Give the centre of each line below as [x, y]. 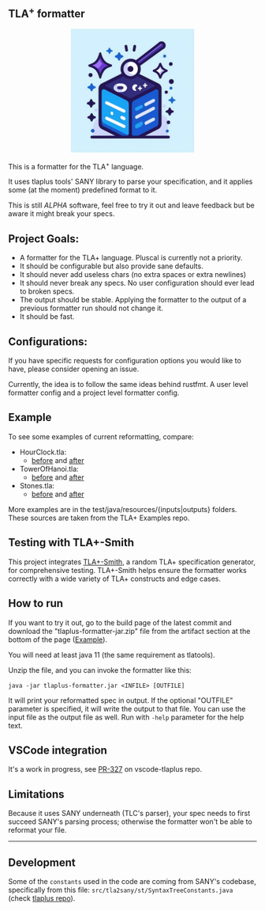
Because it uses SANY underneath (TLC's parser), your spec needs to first [129, 814]
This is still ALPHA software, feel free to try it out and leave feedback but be [131, 205]
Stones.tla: [37, 485]
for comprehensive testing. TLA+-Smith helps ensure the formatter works [127, 570]
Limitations [36, 794]
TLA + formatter [47, 13]
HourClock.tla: [43, 452]
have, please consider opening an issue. [74, 369]
